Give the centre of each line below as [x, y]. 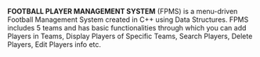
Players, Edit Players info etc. [54, 45]
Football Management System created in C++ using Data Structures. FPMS [128, 20]
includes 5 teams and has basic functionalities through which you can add [127, 28]
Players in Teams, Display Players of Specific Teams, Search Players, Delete [130, 36]
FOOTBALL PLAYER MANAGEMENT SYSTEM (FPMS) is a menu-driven [123, 11]
